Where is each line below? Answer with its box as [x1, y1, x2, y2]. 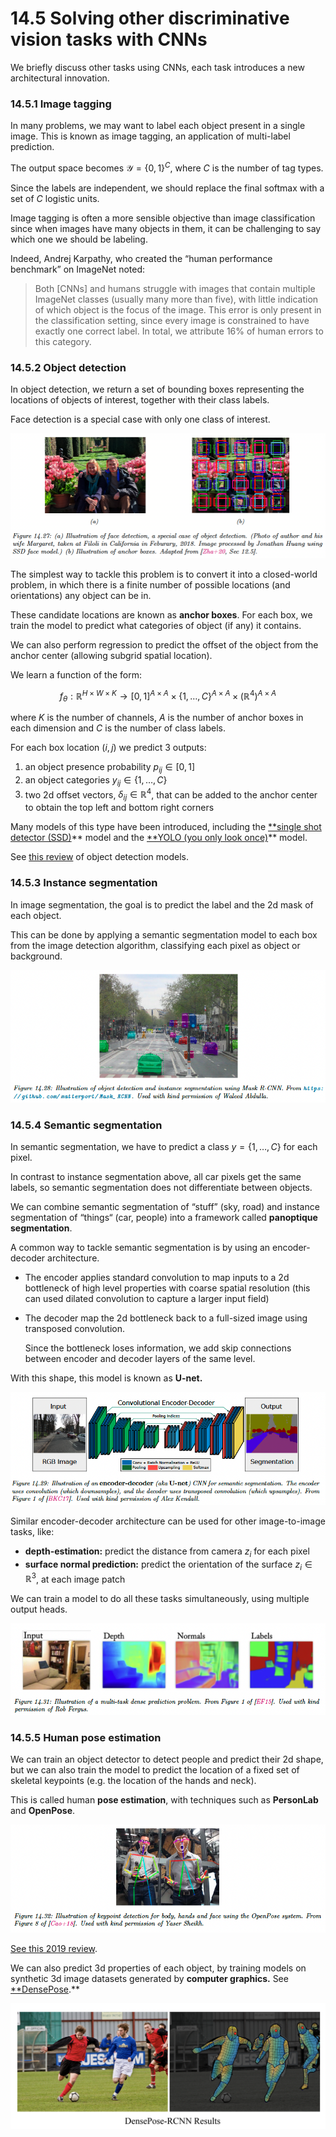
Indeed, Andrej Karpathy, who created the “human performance [10, 252, 273, 264]
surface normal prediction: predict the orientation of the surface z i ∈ [24, 1558, 313, 1572]
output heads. [10, 1603, 68, 1616]
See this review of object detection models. [10, 851, 189, 863]
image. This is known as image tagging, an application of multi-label [10, 130, 291, 142]
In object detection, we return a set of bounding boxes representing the [10, 383, 305, 396]
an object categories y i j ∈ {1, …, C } [24, 774, 168, 788]
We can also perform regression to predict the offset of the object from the [10, 638, 319, 651]
